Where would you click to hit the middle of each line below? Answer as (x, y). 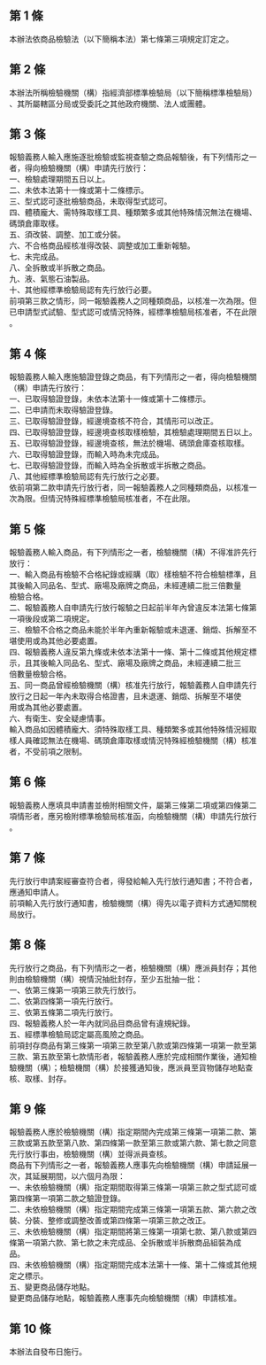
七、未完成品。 (36, 257)
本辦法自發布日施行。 (48, 1352)
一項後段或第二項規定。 (52, 619)
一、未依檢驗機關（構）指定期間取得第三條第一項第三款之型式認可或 (133, 1187)
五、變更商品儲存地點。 (52, 1287)
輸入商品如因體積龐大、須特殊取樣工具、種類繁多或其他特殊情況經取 (133, 730)
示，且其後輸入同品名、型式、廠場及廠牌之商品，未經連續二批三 (125, 663)
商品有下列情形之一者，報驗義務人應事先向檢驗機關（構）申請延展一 (133, 1165)
